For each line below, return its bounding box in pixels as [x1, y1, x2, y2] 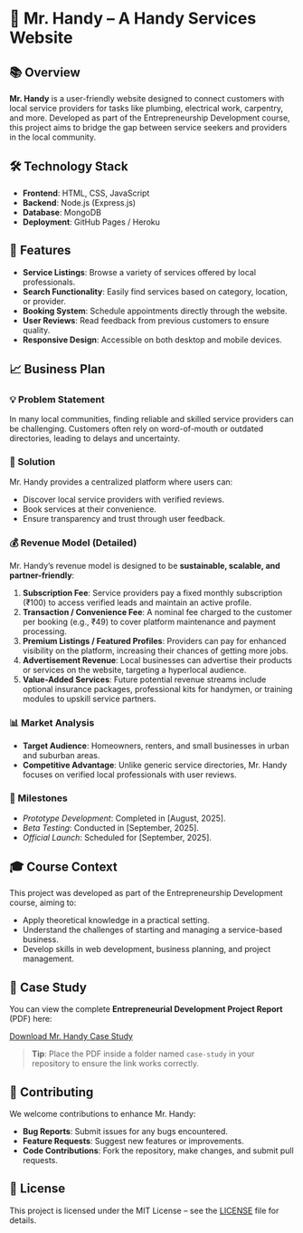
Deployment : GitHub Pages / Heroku [22, 217, 160, 227]
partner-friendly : [9, 570, 75, 581]
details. [9, 1214, 37, 1226]
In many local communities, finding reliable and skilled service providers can [9, 414, 294, 425]
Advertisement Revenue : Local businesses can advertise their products [22, 654, 292, 665]
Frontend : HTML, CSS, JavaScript [22, 188, 150, 198]
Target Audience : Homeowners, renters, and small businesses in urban [22, 740, 289, 751]
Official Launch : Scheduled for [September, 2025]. [22, 832, 213, 843]
